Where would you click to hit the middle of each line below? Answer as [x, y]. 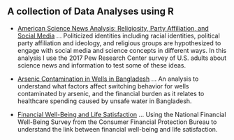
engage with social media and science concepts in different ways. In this [122, 50]
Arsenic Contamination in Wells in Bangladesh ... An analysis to [108, 79]
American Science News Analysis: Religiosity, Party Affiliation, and [113, 28]
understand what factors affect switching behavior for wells [103, 86]
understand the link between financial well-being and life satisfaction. [117, 129]
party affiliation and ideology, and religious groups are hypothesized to [119, 43]
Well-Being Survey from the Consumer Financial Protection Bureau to [117, 122]
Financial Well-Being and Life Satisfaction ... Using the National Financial [122, 114]
